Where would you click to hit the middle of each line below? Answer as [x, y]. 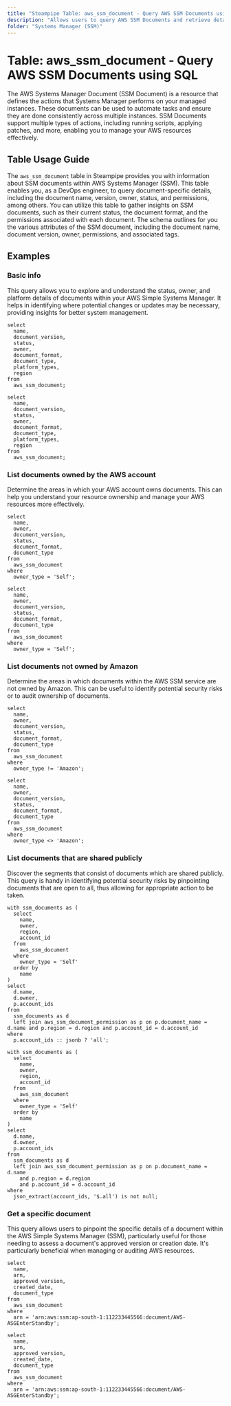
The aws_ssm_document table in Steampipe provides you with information [108, 176]
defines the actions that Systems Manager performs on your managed [107, 101]
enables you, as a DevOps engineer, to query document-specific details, [110, 190]
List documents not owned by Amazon [73, 666]
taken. [16, 895]
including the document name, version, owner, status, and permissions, [108, 198]
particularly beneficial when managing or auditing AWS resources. [101, 1251]
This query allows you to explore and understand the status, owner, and [109, 290]
